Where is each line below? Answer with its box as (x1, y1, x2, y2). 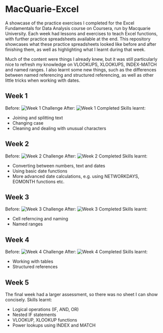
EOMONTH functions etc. (12, 178, 65, 184)
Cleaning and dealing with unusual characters (12, 125, 106, 131)
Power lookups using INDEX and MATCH (12, 323, 96, 328)
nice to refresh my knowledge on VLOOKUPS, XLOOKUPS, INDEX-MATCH (5, 61, 157, 67)
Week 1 (5, 92, 28, 100)
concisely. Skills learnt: (5, 297, 52, 303)
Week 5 (5, 278, 29, 287)
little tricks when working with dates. (5, 77, 81, 83)
